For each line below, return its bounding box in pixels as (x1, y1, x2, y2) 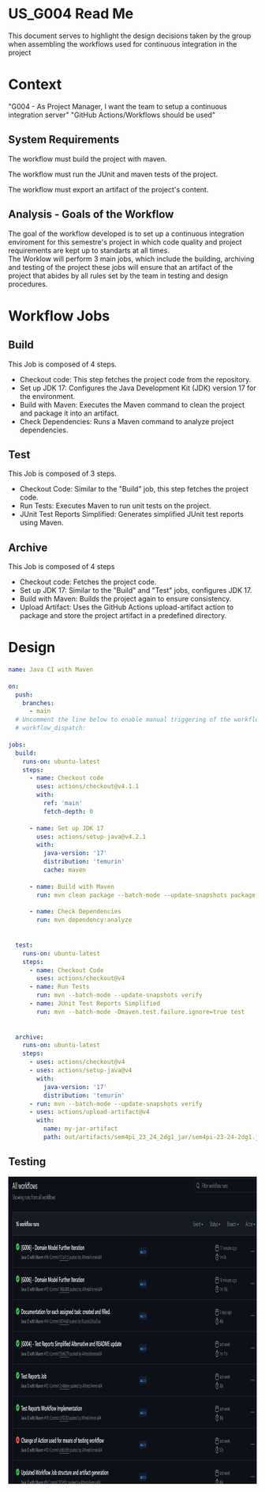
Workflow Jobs (8, 306, 110, 325)
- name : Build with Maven (28, 883, 114, 890)
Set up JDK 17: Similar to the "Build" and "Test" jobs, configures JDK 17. (19, 586, 252, 595)
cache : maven (43, 866, 87, 875)
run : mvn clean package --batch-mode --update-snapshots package (36, 891, 256, 899)
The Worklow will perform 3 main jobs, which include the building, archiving (8, 254, 255, 264)
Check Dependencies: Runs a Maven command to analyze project (19, 416, 234, 426)
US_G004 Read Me (8, 5, 134, 23)
